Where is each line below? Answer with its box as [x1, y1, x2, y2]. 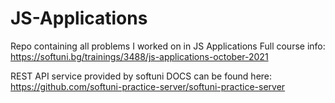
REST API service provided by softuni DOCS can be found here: [10, 70, 273, 82]
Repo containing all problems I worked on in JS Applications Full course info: [10, 40, 326, 52]
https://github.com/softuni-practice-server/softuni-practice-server [10, 80, 286, 92]
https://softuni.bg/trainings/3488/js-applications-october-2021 [10, 50, 269, 62]
